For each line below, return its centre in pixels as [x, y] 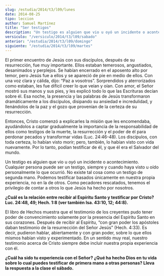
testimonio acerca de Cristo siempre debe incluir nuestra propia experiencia [81, 243]
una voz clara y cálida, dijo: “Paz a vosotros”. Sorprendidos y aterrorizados [80, 81]
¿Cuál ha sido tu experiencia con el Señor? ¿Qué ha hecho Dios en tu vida [81, 257]
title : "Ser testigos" [28, 28]
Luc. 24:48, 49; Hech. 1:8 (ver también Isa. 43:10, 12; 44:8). [67, 202]
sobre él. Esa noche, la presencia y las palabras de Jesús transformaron [78, 96]
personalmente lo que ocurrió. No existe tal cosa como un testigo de [74, 172]
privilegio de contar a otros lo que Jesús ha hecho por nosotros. [70, 188]
